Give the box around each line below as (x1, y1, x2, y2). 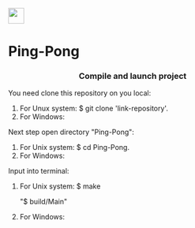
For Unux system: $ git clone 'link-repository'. (19, 103, 168, 114)
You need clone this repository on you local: (8, 88, 152, 98)
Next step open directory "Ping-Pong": (8, 127, 134, 137)
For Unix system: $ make (19, 181, 101, 191)
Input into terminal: (8, 166, 69, 176)
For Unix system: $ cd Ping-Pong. (19, 143, 130, 152)
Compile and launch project (78, 71, 187, 82)
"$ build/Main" (19, 197, 68, 207)
